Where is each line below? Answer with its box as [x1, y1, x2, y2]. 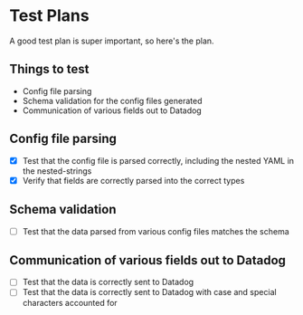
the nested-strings [22, 165, 92, 177]
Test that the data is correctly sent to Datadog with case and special [22, 287, 278, 298]
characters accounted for [22, 297, 118, 308]
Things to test [9, 62, 90, 77]
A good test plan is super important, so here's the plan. [9, 35, 214, 46]
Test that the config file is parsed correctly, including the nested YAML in [22, 155, 295, 166]
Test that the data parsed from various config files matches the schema [22, 225, 289, 236]
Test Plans [9, 5, 90, 26]
